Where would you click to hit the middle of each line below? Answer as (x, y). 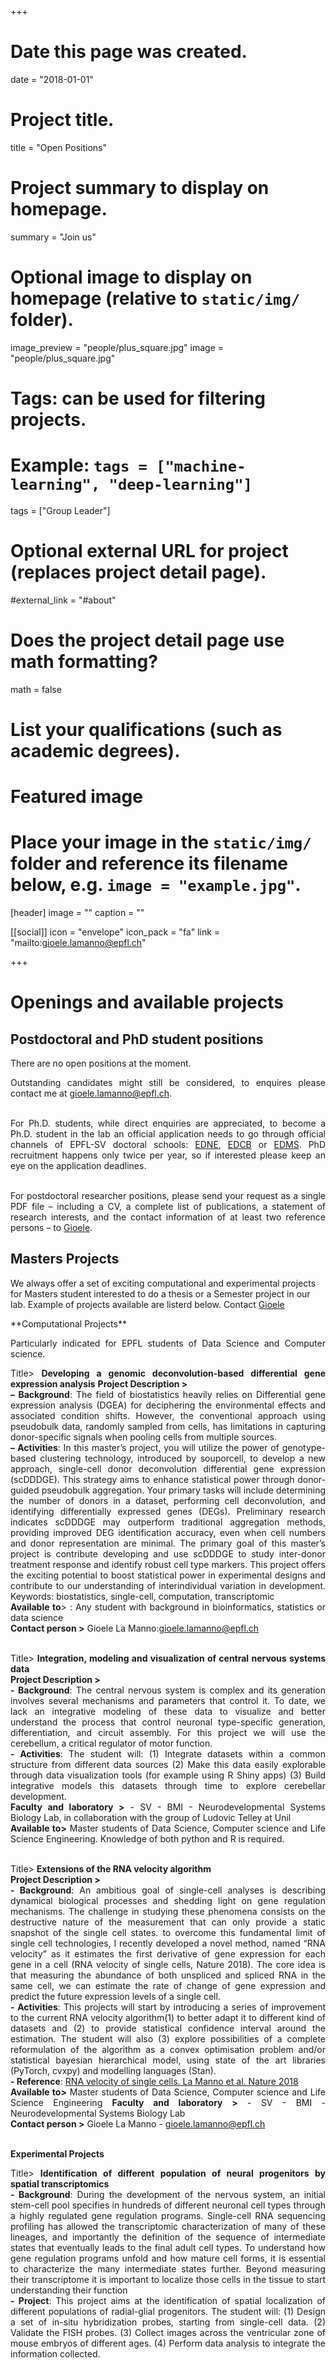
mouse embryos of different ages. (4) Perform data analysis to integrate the (168, 2343)
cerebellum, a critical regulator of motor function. (111, 1743)
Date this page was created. (129, 52)
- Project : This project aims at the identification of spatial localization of (168, 2300)
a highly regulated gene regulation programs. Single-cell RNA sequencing (168, 2215)
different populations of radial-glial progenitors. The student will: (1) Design (168, 2311)
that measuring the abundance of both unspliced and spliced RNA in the (168, 1975)
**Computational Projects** (68, 1323)
